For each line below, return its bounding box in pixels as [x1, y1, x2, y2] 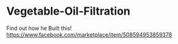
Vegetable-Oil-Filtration [6, 4, 130, 18]
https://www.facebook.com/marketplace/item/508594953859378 [6, 31, 172, 38]
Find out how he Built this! [6, 24, 72, 32]
